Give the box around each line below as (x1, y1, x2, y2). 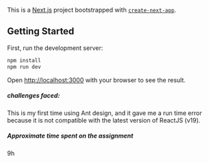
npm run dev (7, 63, 41, 71)
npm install (7, 57, 41, 64)
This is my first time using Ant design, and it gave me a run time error (7, 109, 202, 117)
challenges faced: (7, 92, 60, 100)
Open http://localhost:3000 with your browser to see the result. (7, 75, 186, 84)
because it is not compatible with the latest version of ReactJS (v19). (7, 116, 201, 124)
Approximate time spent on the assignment (7, 131, 134, 140)
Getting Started (7, 25, 75, 37)
